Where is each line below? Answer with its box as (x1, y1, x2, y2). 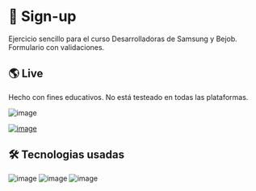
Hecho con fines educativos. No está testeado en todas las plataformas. (8, 92, 249, 102)
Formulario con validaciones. (8, 42, 105, 52)
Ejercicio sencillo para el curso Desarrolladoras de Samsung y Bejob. (8, 34, 238, 44)
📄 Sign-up (8, 7, 77, 26)
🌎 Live (8, 67, 44, 81)
